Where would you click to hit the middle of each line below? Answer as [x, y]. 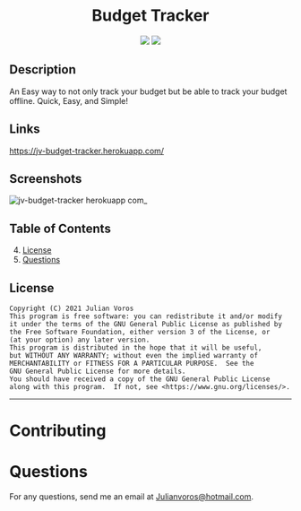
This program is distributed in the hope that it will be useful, [136, 348]
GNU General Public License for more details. [98, 371]
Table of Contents [60, 228]
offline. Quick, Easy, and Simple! [69, 100]
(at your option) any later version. [80, 340]
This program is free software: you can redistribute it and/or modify [146, 316]
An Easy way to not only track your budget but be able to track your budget [148, 91]
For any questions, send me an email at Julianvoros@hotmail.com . [131, 497]
